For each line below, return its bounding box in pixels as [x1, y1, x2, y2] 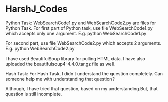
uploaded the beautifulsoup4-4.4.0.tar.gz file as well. [5, 61, 116, 67]
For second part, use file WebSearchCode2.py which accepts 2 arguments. [5, 40, 162, 46]
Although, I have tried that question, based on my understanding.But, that [5, 85, 158, 91]
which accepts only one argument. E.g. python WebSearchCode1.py [5, 30, 147, 36]
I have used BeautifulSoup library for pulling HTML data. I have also [5, 55, 145, 61]
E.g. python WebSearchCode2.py [5, 45, 75, 52]
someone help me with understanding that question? [5, 76, 115, 82]
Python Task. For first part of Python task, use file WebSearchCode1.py [5, 25, 153, 31]
